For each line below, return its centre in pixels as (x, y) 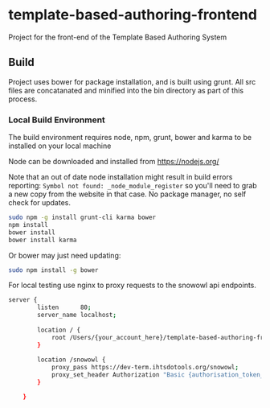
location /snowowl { (72, 360)
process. (23, 99)
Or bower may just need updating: (65, 255)
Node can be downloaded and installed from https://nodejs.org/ (114, 162)
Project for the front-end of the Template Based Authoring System (118, 37)
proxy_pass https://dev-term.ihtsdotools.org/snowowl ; (145, 368)
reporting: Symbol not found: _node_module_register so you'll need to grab (133, 186)
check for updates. (39, 203)
